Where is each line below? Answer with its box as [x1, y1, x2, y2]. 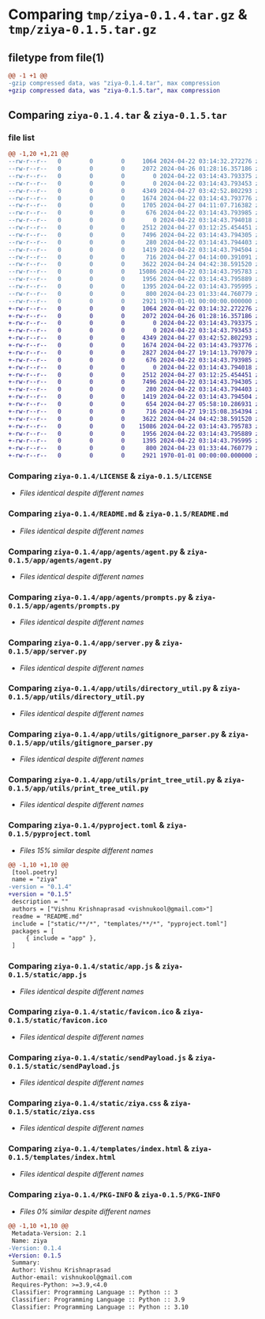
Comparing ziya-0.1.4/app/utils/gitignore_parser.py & [8, 728, 227, 739]
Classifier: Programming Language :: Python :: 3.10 [11, 1303, 189, 1311]
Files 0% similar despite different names [19, 1207, 151, 1216]
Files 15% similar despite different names [19, 845, 154, 855]
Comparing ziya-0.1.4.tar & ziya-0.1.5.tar [8, 108, 227, 122]
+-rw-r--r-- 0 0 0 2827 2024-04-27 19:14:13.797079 [8, 348, 252, 357]
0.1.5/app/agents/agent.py [8, 555, 112, 565]
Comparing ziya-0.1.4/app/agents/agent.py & [8, 546, 185, 557]
